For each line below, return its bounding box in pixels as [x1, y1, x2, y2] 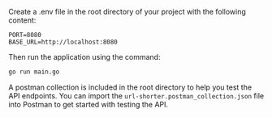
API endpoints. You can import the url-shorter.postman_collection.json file [8, 90, 265, 100]
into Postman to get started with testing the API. [8, 99, 169, 109]
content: [8, 15, 37, 25]
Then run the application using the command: [8, 52, 161, 61]
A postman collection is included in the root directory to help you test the [8, 82, 253, 92]
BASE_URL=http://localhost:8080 [8, 38, 118, 46]
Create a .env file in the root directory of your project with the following [8, 7, 246, 16]
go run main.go [8, 68, 60, 76]
